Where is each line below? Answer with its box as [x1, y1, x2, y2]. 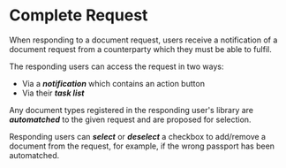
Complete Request [9, 5, 148, 26]
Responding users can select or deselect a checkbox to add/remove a [9, 131, 267, 141]
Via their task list [21, 88, 85, 98]
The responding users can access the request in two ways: [9, 61, 224, 72]
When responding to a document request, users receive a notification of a [9, 34, 278, 45]
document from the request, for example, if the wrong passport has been [9, 141, 275, 151]
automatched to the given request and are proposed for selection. [9, 114, 252, 125]
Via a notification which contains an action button [21, 78, 206, 88]
